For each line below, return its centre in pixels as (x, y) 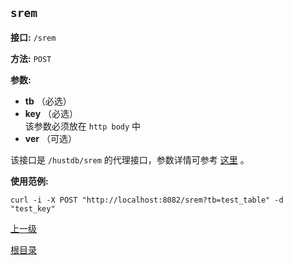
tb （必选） (48, 101)
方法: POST (31, 58)
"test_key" (33, 208)
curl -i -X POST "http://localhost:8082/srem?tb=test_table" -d (147, 200)
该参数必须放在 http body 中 (83, 126)
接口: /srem (33, 37)
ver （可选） (50, 138)
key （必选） (51, 113)
